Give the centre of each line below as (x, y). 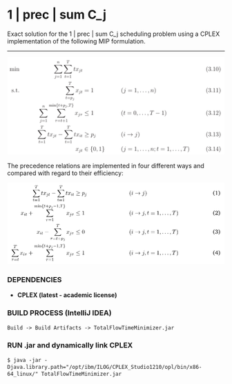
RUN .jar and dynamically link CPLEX (70, 345)
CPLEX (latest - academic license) (67, 295)
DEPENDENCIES (35, 280)
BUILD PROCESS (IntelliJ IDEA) (59, 312)
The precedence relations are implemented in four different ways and (106, 166)
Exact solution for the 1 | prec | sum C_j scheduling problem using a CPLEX (114, 34)
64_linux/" (23, 374)
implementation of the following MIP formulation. (77, 41)
